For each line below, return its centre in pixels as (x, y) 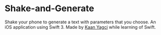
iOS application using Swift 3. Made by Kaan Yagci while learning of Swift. (80, 27)
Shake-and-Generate (49, 9)
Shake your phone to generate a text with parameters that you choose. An (80, 22)
